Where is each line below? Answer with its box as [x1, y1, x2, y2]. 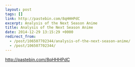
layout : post [5, 7, 32, 12]
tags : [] [5, 12, 23, 17]
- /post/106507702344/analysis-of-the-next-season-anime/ [9, 39, 131, 44]
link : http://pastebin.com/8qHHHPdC [5, 16, 80, 21]
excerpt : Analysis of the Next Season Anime [5, 20, 98, 26]
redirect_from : [5, 34, 36, 39]
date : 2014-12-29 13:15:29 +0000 [5, 30, 74, 34]
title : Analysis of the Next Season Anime [5, 25, 93, 30]
